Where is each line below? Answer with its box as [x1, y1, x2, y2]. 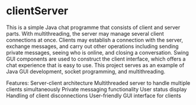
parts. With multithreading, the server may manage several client [6, 30, 164, 37]
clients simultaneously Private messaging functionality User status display [6, 85, 187, 93]
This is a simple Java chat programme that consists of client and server [6, 24, 181, 31]
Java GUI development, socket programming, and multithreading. [6, 68, 166, 75]
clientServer [6, 4, 69, 18]
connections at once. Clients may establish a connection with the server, [6, 36, 184, 43]
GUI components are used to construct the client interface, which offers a [6, 55, 186, 62]
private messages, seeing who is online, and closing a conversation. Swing [6, 49, 189, 56]
